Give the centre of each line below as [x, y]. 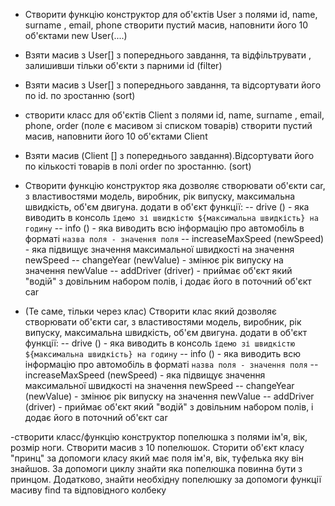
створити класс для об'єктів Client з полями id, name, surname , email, [174, 115]
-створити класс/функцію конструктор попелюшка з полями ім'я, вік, [159, 437]
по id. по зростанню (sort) [80, 95]
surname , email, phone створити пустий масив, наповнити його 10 [166, 25]
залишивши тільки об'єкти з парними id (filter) [123, 65]
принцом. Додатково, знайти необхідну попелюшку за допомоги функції [166, 479]
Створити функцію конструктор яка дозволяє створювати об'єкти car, [175, 185]
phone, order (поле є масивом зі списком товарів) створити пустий [168, 125]
